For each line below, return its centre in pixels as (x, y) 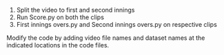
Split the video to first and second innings (75, 10)
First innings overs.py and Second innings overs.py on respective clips (117, 24)
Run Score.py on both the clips (60, 17)
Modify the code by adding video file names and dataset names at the (106, 38)
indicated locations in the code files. (58, 45)
